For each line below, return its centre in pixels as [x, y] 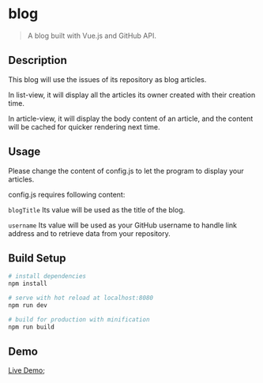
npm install [28, 284]
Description [38, 60]
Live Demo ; [27, 370]
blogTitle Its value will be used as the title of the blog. [97, 209]
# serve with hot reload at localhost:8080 [81, 298]
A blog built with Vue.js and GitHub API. [92, 36]
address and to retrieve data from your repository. [90, 233]
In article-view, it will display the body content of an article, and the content [131, 118]
